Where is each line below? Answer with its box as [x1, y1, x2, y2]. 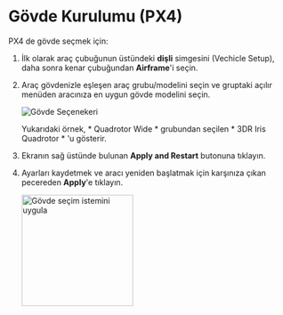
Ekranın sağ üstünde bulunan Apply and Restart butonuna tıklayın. [20, 149, 266, 161]
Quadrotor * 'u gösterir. [20, 133, 108, 143]
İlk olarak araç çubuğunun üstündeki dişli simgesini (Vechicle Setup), [20, 52, 275, 63]
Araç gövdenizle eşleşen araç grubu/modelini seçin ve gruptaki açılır [20, 79, 272, 90]
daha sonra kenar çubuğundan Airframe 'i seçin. [20, 62, 198, 73]
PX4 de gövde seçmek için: [8, 36, 109, 46]
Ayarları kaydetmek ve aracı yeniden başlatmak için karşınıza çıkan [20, 167, 266, 178]
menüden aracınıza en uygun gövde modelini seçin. [20, 89, 211, 100]
